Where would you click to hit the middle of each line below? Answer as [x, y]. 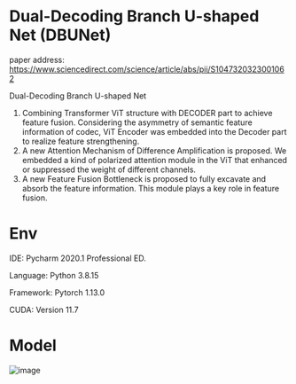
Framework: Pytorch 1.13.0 [57, 292]
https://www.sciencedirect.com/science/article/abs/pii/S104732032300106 [147, 69]
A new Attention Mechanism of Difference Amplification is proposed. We [154, 150]
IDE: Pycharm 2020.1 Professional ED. [78, 258]
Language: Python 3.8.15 [54, 275]
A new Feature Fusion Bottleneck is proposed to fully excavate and [144, 178]
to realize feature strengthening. [81, 141]
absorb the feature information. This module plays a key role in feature [151, 188]
